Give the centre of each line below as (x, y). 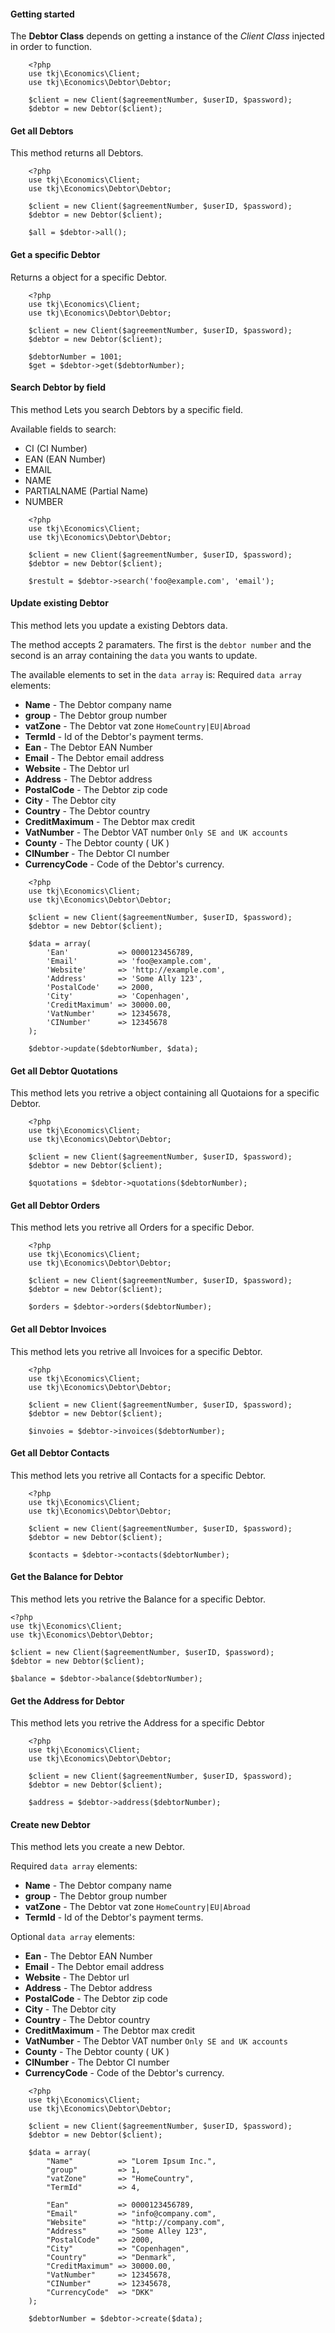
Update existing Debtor (59, 603)
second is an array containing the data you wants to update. (134, 656)
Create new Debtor (50, 1824)
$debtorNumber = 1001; (75, 356)
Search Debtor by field (58, 387)
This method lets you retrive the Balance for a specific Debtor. (138, 1599)
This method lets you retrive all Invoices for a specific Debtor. (136, 1351)
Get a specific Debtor (55, 254)
